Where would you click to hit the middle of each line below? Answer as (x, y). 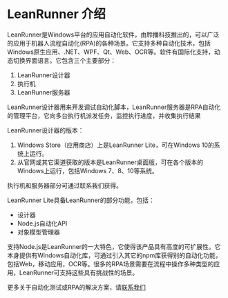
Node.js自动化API (42, 223)
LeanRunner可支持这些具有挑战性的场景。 (79, 272)
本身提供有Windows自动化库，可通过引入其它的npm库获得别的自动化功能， (115, 255)
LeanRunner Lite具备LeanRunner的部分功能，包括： (81, 200)
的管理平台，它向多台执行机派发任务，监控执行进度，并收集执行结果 (104, 115)
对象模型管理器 (38, 232)
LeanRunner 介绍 (56, 14)
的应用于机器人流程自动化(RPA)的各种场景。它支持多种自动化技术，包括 (109, 43)
